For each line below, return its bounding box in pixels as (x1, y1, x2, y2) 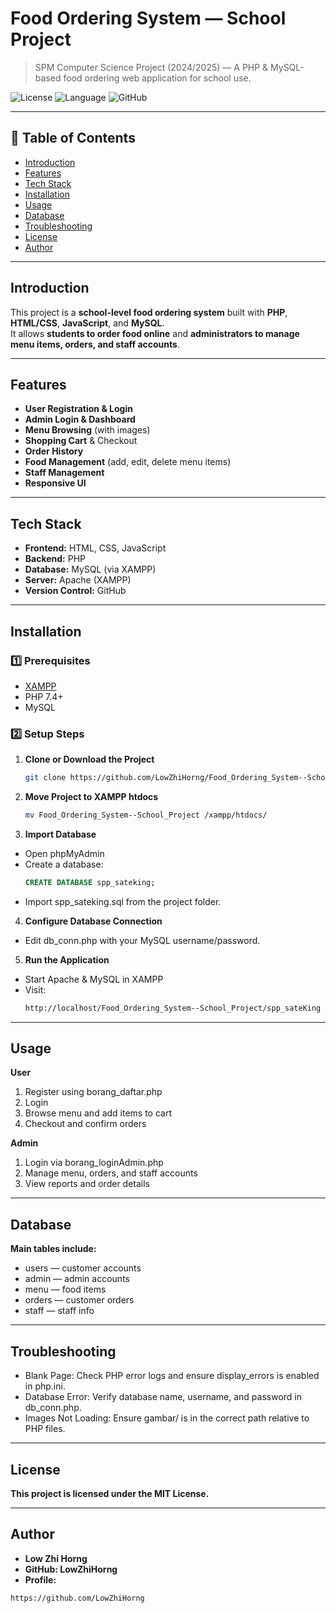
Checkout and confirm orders (24, 1118, 147, 1130)
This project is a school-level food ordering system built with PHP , (10, 306, 288, 318)
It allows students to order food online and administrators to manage (10, 327, 300, 339)
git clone (24, 773, 67, 783)
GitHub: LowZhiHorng (24, 1563, 118, 1575)
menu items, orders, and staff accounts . (10, 338, 180, 350)
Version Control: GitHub (24, 585, 127, 597)
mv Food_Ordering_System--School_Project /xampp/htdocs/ (24, 810, 268, 821)
